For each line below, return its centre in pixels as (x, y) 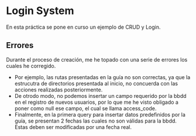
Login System (40, 11)
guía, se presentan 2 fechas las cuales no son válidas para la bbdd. (96, 121)
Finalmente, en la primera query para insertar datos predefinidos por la (100, 114)
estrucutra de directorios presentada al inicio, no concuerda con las (96, 83)
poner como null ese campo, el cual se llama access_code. (85, 108)
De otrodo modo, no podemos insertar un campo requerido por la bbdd (100, 96)
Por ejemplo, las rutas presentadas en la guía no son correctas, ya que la (102, 77)
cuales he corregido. (31, 66)
